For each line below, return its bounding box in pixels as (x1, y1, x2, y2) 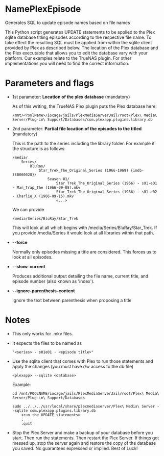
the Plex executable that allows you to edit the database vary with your (5, 50, 148, 56)
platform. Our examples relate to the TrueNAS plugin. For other (5, 55, 132, 61)
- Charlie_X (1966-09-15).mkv (12, 194, 74, 199)
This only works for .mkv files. (12, 330, 73, 336)
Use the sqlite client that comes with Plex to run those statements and (12, 358, 153, 364)
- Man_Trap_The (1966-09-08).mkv (12, 185, 81, 190)
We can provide (12, 206, 44, 212)
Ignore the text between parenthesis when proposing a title (12, 297, 132, 303)
